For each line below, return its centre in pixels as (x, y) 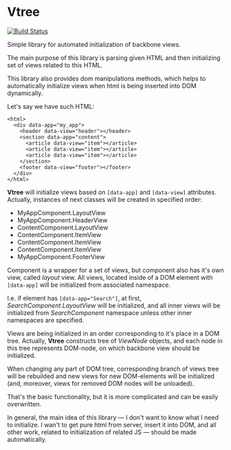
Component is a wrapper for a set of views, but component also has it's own (115, 270)
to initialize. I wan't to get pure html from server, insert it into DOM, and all (112, 425)
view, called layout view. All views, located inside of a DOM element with (110, 277)
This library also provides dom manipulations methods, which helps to (107, 78)
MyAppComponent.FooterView (61, 256)
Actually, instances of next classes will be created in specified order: (104, 199)
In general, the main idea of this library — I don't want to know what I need (113, 417)
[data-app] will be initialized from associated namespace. (89, 285)
